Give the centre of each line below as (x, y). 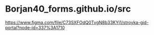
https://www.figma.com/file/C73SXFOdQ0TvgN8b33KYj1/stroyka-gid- (77, 22)
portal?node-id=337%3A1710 (35, 27)
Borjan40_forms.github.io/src (68, 9)
